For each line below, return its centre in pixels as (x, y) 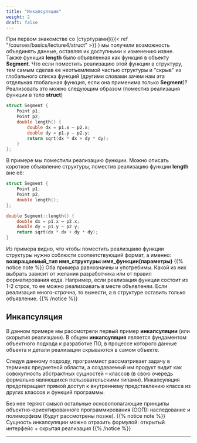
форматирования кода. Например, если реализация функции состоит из (97, 280)
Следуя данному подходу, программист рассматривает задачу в (88, 361)
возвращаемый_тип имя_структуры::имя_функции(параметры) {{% (95, 261)
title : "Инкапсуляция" (34, 11)
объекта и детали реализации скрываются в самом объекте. (83, 349)
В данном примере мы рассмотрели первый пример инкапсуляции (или (98, 331)
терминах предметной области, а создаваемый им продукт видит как (94, 367)
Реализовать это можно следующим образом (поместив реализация (93, 89)
